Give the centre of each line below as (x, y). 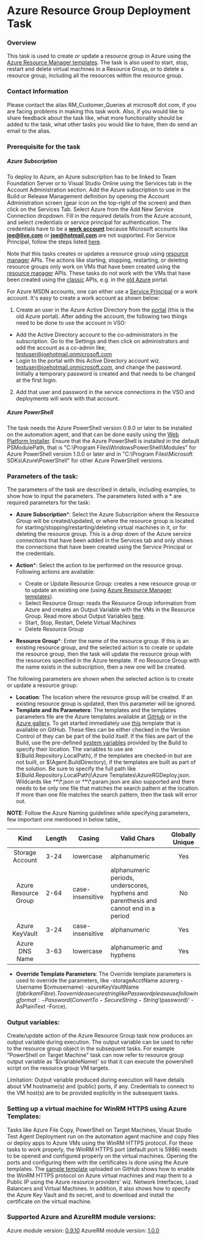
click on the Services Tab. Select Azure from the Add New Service (90, 209)
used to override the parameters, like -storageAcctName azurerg (97, 980)
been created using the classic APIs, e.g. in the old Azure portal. (88, 280)
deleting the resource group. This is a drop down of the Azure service (104, 533)
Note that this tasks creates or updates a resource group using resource (98, 253)
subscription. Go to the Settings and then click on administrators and (102, 341)
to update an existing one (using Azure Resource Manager (98, 590)
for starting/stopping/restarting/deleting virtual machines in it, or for (101, 527)
